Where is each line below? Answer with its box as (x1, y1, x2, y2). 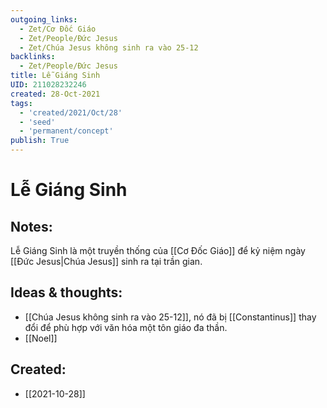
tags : (10, 98, 33, 108)
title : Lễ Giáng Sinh (10, 71, 101, 81)
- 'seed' (19, 117, 56, 127)
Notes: (10, 218, 53, 235)
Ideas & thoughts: (10, 284, 123, 301)
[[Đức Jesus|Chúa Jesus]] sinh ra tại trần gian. (10, 256, 203, 267)
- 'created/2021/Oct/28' (19, 107, 123, 118)
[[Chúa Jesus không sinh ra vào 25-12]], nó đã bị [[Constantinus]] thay (24, 311, 317, 323)
